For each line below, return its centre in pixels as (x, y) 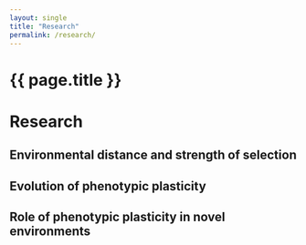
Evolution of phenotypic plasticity (108, 186)
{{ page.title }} (66, 80)
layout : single (38, 18)
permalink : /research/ (53, 35)
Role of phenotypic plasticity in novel (117, 216)
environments (50, 231)
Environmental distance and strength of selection (153, 155)
